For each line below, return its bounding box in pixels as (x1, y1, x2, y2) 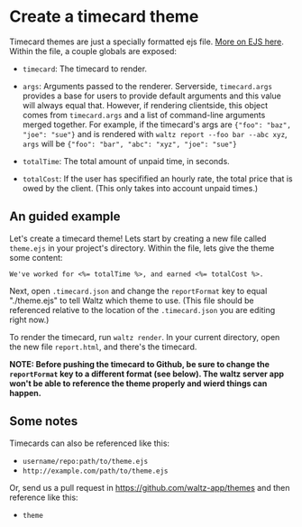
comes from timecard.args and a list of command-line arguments (22, 109, 266, 120)
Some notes (9, 413, 78, 430)
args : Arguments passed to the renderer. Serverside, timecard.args (22, 80, 273, 91)
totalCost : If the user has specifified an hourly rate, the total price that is (22, 173, 293, 184)
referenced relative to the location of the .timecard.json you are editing (9, 304, 276, 315)
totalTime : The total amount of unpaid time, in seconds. (22, 155, 230, 166)
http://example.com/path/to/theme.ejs (22, 467, 169, 476)
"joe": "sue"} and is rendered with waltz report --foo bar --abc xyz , (22, 128, 288, 139)
